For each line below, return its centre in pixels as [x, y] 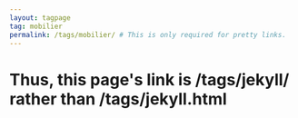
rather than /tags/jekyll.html [118, 98]
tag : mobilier [36, 26]
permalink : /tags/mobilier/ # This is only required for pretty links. [148, 34]
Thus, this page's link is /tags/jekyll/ [149, 79]
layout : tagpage [40, 18]
